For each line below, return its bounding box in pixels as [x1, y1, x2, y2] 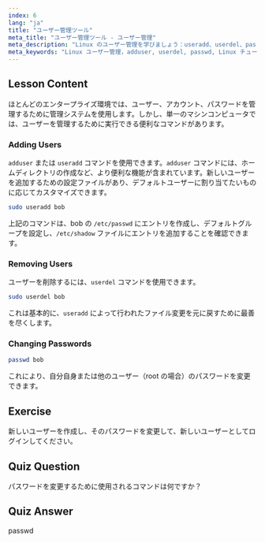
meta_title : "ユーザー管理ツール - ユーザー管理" [8, 33, 156, 42]
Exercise [8, 404, 52, 418]
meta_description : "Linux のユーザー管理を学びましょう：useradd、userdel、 [8, 41, 246, 49]
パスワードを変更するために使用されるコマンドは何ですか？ [8, 482, 202, 491]
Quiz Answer [8, 505, 73, 519]
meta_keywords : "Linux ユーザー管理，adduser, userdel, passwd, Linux [8, 48, 237, 56]
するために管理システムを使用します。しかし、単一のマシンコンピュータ [14, 109, 250, 118]
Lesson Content [8, 77, 88, 91]
